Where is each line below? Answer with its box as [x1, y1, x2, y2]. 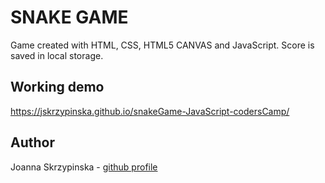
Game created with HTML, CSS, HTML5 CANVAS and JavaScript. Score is [10, 39, 315, 51]
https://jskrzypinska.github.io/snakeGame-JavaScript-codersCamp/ [10, 105, 290, 117]
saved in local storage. [10, 49, 104, 61]
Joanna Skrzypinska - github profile [10, 161, 158, 173]
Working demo [10, 79, 105, 96]
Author [10, 134, 55, 151]
